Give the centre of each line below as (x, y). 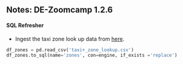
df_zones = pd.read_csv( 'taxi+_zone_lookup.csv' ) (70, 50)
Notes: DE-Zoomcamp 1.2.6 (60, 10)
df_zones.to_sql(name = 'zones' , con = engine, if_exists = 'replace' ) (92, 56)
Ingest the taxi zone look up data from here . (70, 39)
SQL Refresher (25, 25)
